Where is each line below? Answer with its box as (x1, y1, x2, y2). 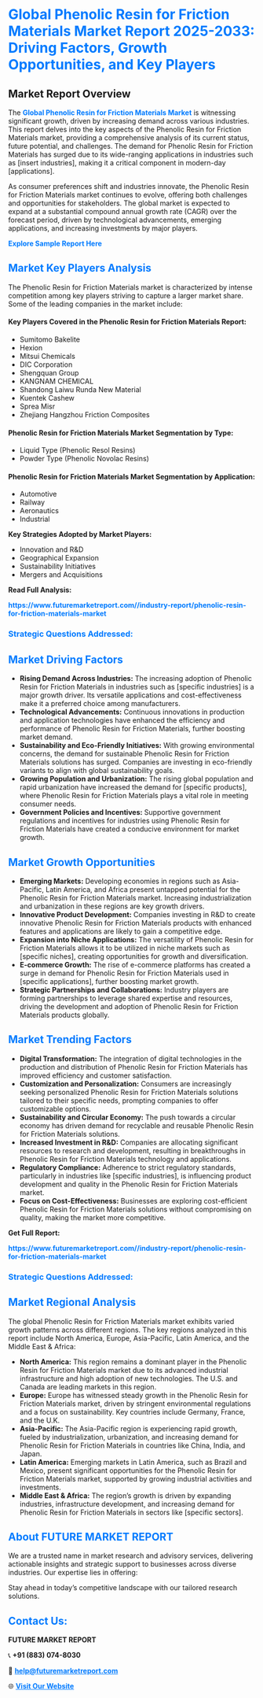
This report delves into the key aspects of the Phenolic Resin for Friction (8, 124, 242, 134)
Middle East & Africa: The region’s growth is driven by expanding (19, 1490, 232, 1500)
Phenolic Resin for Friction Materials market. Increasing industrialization (19, 893, 252, 902)
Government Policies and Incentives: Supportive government (19, 808, 221, 817)
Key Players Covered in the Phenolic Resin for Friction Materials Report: (8, 317, 247, 327)
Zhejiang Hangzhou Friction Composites (19, 410, 151, 420)
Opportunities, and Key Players (8, 56, 216, 74)
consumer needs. (19, 799, 77, 808)
